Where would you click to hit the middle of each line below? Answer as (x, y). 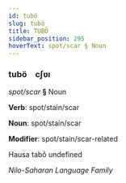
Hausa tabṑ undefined (46, 155)
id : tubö (23, 16)
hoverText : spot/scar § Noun (57, 46)
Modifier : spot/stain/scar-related (63, 139)
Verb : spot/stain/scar (44, 108)
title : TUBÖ (28, 31)
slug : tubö (27, 23)
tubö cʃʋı (29, 74)
